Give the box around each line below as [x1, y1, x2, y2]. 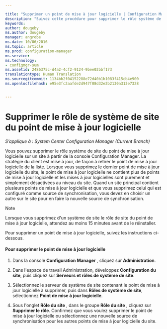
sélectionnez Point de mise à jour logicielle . [12, 292, 103, 299]
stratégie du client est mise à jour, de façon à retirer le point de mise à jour [5, 158, 158, 164]
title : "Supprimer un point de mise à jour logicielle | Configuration [5, 11, 157, 16]
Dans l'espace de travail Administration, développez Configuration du [12, 267, 156, 273]
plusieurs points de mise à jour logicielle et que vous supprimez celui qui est [5, 185, 162, 191]
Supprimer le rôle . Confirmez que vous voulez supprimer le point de [12, 307, 153, 314]
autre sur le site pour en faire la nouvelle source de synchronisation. [5, 195, 145, 202]
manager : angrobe [5, 35, 41, 40]
